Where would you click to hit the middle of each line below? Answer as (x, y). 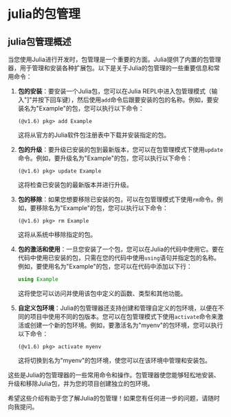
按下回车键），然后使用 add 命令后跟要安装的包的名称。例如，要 (125, 100)
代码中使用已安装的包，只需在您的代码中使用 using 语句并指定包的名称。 (119, 258)
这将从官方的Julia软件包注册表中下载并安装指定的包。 (94, 135)
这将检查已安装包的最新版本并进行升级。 (75, 185)
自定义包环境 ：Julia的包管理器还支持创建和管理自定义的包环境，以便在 (118, 308)
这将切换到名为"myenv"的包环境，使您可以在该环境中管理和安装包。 (114, 360)
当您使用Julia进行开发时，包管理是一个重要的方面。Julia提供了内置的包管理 (114, 59)
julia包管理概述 (40, 42)
